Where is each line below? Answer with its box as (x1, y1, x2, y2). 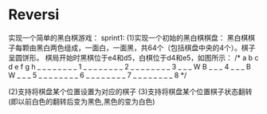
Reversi (8, 6, 60, 24)
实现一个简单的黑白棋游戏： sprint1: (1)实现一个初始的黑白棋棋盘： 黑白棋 (8, 33, 249, 42)
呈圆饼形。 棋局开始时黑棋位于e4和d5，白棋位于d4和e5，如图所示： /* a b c (8, 53, 259, 62)
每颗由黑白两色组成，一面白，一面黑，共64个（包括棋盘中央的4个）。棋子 (14, 42, 256, 53)
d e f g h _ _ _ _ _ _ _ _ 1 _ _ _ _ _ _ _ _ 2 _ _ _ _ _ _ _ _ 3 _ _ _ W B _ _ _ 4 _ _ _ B (8, 61, 251, 71)
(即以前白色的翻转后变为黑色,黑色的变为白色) (8, 96, 155, 106)
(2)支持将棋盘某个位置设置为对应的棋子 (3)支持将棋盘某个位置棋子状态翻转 (8, 86, 253, 96)
